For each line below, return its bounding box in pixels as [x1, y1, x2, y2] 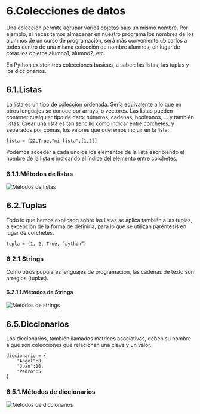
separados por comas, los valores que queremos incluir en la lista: [6, 126, 170, 133]
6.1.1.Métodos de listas [6, 170, 73, 178]
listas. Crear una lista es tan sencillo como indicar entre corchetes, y [6, 120, 174, 127]
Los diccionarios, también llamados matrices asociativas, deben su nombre [6, 335, 192, 342]
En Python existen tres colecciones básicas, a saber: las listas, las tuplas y [6, 61, 189, 68]
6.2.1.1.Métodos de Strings [6, 288, 73, 295]
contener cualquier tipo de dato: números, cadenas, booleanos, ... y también [6, 113, 194, 120]
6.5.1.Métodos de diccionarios [6, 388, 96, 396]
